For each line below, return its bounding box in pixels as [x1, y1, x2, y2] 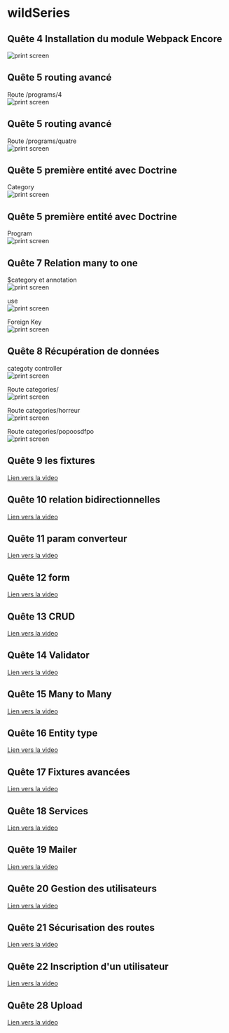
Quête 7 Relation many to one [7, 257, 138, 269]
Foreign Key [7, 317, 42, 327]
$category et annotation [7, 275, 77, 285]
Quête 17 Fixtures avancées [7, 766, 131, 778]
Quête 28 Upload [7, 999, 83, 1011]
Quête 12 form [7, 571, 70, 583]
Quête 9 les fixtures [7, 455, 96, 467]
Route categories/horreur [7, 406, 81, 414]
